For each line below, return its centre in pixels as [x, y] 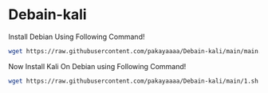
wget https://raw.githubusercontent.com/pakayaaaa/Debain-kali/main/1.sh [134, 81]
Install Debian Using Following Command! [77, 37]
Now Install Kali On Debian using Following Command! [97, 66]
